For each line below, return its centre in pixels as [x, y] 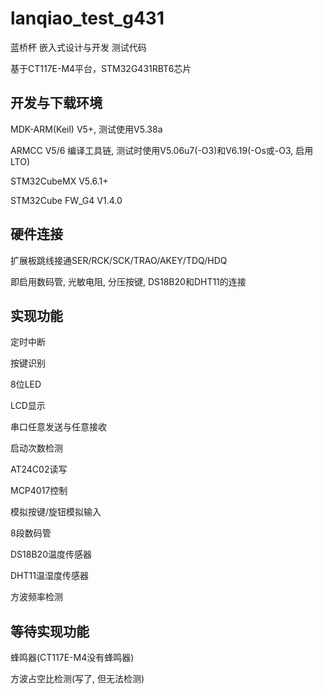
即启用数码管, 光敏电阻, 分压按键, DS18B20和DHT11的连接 [128, 281]
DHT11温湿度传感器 [49, 576]
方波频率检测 [36, 597]
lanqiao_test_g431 [87, 18]
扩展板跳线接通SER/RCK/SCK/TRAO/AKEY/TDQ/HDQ [119, 260]
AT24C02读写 [39, 469]
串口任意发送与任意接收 [58, 427]
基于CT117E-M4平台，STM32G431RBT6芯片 [101, 68]
